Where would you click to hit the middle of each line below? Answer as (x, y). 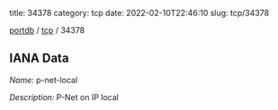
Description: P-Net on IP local (64, 97)
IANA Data (39, 59)
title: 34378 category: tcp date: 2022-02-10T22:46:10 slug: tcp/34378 (139, 13)
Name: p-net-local (44, 80)
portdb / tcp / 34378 (47, 30)
